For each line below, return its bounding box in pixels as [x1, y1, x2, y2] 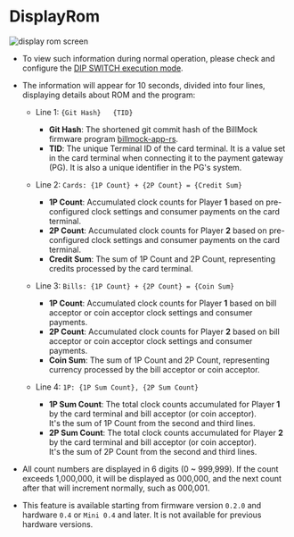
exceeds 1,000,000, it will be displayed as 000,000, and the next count [21, 473, 282, 483]
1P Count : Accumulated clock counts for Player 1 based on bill [48, 298, 277, 308]
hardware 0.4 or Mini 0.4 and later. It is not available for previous [21, 509, 262, 520]
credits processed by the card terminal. [48, 263, 193, 273]
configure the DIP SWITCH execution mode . [21, 63, 184, 73]
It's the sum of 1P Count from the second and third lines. [48, 417, 256, 428]
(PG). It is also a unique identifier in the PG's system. [48, 162, 242, 172]
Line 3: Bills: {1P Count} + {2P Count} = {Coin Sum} [35, 280, 234, 291]
